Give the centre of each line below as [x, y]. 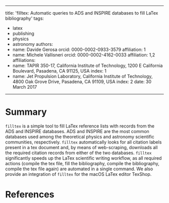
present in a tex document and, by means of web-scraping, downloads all [81, 147]
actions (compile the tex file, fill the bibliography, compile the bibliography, [82, 163]
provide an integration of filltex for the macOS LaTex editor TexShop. [78, 174]
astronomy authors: [33, 44]
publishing [23, 33]
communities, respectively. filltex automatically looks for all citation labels [83, 142]
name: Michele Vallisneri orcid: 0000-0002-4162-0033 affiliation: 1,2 [84, 55]
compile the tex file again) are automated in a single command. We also [79, 169]
